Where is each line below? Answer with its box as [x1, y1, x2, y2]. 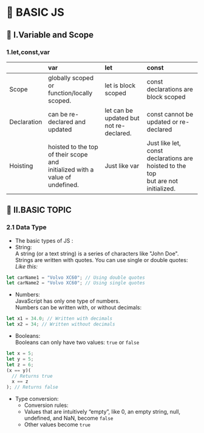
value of [48, 173, 72, 181]
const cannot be [146, 110, 193, 118]
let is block [104, 81, 135, 90]
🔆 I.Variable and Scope [6, 30, 94, 40]
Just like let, [146, 139, 181, 147]
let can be [104, 106, 134, 115]
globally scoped [48, 73, 94, 82]
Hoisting [9, 161, 33, 170]
